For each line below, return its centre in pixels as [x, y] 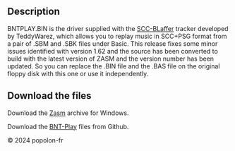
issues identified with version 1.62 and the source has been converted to [113, 51]
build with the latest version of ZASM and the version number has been [110, 59]
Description [34, 12]
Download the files [49, 96]
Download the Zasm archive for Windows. [68, 113]
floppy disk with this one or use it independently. [78, 73]
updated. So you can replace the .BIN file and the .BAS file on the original [114, 66]
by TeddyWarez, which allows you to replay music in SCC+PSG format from [117, 36]
